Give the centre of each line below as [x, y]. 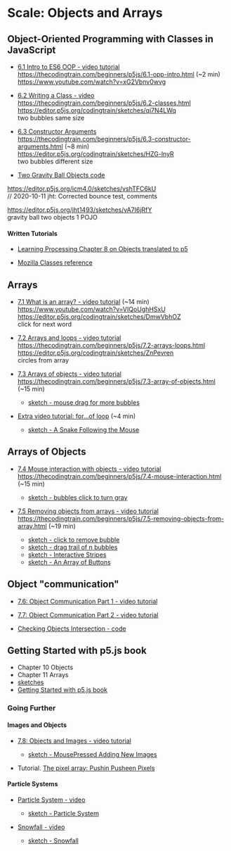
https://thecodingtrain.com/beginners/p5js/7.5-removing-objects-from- [121, 518]
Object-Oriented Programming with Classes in [111, 39]
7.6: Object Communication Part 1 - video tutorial [87, 601]
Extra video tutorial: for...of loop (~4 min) [77, 416]
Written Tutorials [32, 233]
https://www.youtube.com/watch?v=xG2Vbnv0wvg [92, 82]
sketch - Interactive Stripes [67, 555]
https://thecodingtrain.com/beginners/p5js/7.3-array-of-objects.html [116, 382]
